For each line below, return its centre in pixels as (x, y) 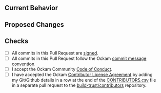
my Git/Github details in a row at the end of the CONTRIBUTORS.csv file (84, 80)
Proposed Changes (34, 25)
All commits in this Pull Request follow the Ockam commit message (79, 58)
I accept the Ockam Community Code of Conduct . (62, 69)
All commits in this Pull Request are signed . (55, 53)
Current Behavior (31, 8)
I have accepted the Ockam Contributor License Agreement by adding (82, 74)
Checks (17, 41)
